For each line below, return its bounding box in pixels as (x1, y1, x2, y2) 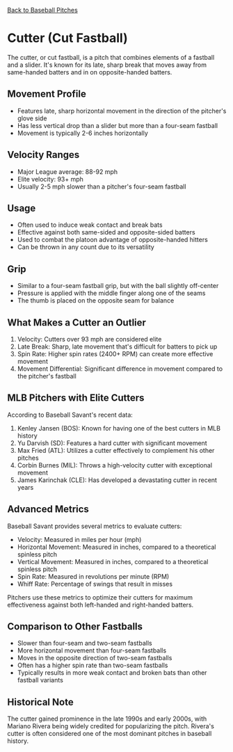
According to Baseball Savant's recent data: (7, 410, 134, 419)
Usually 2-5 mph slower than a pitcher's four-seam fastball (17, 182, 186, 191)
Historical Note (7, 696, 74, 708)
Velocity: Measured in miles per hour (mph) (17, 535, 142, 543)
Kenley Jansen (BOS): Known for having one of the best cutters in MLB (17, 424, 221, 432)
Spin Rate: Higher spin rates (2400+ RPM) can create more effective (17, 350, 214, 358)
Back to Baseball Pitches (7, 6, 78, 14)
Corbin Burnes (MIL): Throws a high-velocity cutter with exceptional (17, 461, 213, 469)
